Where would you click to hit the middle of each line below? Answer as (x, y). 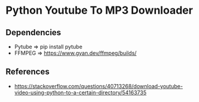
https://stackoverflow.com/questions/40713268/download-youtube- (99, 86)
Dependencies (33, 33)
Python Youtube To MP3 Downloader (99, 10)
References (28, 72)
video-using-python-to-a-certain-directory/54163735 (80, 92)
